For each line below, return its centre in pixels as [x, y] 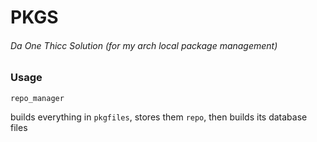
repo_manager [37, 98]
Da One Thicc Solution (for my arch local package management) [144, 45]
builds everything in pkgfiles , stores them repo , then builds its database [159, 117]
